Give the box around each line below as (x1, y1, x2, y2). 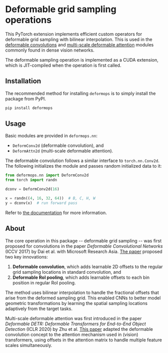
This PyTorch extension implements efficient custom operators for (5, 31, 142, 37)
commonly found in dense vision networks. (5, 47, 95, 53)
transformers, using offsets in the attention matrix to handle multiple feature (5, 337, 162, 343)
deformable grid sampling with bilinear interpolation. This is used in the (5, 36, 152, 42)
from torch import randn (5, 178, 57, 183)
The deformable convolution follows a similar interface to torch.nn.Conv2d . (5, 158, 160, 164)
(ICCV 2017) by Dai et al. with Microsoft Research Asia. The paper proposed (5, 248, 162, 255)
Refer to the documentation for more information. (5, 210, 107, 216)
